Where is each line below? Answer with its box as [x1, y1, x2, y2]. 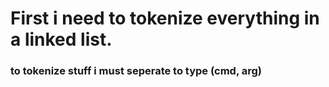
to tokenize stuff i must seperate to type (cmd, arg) [10, 64, 263, 78]
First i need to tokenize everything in [10, 7, 320, 30]
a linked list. [10, 28, 113, 51]
